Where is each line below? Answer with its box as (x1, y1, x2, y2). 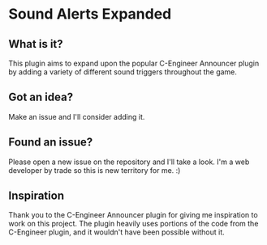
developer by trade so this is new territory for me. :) (8, 165, 181, 175)
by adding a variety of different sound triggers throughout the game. (8, 67, 238, 77)
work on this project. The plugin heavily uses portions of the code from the (8, 219, 259, 229)
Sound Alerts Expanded (8, 5, 172, 23)
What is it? (8, 37, 63, 51)
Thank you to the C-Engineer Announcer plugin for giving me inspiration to (8, 210, 258, 220)
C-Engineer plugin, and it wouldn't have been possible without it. (8, 227, 225, 237)
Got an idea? (8, 91, 74, 104)
